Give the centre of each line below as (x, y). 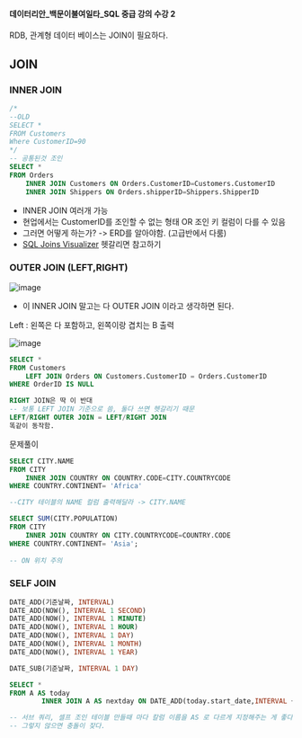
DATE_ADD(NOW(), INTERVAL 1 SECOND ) (78, 610)
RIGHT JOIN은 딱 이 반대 (51, 401)
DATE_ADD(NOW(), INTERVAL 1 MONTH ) (76, 644)
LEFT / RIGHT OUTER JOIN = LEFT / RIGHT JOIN (88, 418)
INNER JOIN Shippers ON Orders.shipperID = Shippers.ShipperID (142, 192)
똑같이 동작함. (32, 426)
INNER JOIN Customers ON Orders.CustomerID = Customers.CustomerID (151, 183)
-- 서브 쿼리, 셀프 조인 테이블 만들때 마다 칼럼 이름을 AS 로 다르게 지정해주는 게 (143, 718)
